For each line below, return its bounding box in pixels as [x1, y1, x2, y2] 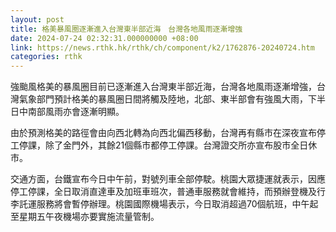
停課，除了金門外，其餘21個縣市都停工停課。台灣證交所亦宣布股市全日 [18, 139, 309, 151]
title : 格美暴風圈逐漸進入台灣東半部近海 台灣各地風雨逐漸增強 [10, 24, 243, 34]
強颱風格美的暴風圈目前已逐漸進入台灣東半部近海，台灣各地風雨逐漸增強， [10, 81, 317, 93]
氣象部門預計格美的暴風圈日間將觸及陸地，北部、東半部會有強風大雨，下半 [18, 93, 326, 105]
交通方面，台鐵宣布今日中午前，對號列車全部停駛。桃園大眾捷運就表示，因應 [10, 173, 326, 185]
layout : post [10, 14, 65, 25]
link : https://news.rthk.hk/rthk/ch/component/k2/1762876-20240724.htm [10, 42, 315, 53]
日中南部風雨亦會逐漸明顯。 [10, 106, 125, 118]
